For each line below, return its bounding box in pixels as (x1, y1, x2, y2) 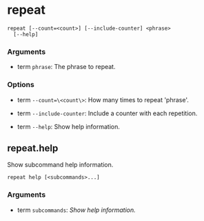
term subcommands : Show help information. (17, 206, 136, 214)
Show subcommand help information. (7, 161, 114, 169)
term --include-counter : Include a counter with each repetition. (17, 109, 198, 117)
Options (7, 80, 34, 90)
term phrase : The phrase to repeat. (17, 63, 116, 71)
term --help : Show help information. (17, 122, 121, 131)
